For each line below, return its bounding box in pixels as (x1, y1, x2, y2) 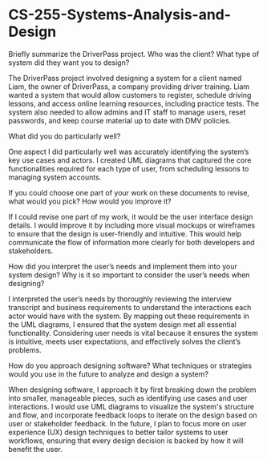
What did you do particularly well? (8, 131, 121, 141)
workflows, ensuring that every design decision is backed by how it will (8, 435, 244, 446)
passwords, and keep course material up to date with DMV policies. (8, 115, 232, 125)
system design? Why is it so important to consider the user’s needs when (8, 270, 250, 280)
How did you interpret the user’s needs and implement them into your (8, 261, 238, 271)
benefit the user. (8, 444, 63, 454)
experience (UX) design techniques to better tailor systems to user (8, 427, 229, 437)
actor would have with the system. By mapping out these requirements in (8, 311, 250, 321)
